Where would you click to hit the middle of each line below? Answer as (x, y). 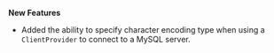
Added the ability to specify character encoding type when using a (143, 30)
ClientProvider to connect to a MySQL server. (106, 39)
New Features (35, 13)
